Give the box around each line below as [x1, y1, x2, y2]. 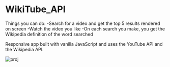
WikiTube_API [5, 4, 66, 15]
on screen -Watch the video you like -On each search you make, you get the [5, 25, 165, 31]
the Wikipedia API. [5, 46, 44, 52]
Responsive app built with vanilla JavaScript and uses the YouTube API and [5, 41, 163, 47]
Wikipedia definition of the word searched [5, 31, 93, 37]
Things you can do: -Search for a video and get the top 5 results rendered [5, 20, 160, 26]
